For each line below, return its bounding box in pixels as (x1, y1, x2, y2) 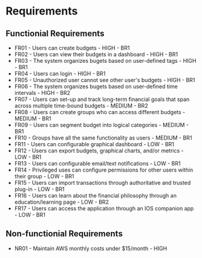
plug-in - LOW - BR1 (14, 185, 65, 193)
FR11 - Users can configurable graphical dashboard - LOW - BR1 (14, 141, 175, 147)
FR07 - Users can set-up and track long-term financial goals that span (14, 95, 190, 103)
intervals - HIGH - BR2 (14, 89, 71, 96)
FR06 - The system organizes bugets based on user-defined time (14, 83, 178, 90)
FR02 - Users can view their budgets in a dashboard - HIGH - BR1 (14, 51, 178, 58)
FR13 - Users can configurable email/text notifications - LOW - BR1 (14, 160, 181, 167)
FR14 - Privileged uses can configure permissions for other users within (14, 166, 194, 173)
